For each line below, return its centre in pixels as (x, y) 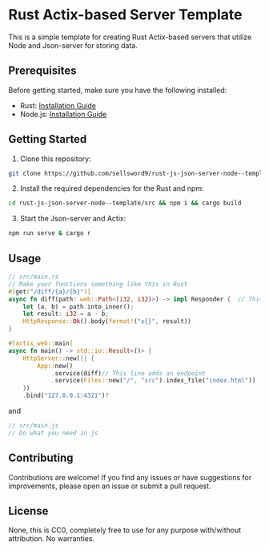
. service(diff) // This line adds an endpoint (128, 373)
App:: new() (55, 366)
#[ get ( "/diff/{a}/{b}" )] (50, 291)
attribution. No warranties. (51, 539)
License (28, 511)
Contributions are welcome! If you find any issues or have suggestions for (130, 477)
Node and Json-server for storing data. (73, 45)
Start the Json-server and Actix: (73, 219)
